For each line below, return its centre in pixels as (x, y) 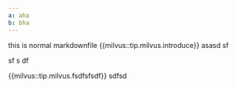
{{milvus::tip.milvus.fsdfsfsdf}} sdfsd (67, 75)
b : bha (19, 23)
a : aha (19, 15)
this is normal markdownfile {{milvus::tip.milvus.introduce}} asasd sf (118, 45)
